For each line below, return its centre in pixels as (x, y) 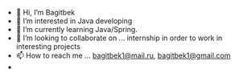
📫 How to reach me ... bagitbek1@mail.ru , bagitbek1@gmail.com (123, 55)
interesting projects (48, 47)
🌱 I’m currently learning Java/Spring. (77, 29)
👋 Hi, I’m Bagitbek (45, 12)
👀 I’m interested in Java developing (74, 21)
